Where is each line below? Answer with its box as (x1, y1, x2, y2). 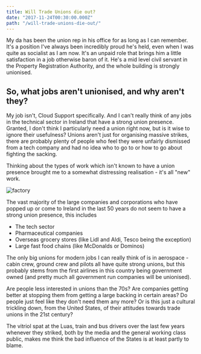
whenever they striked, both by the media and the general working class (6, 329, 186, 336)
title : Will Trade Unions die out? (6, 8, 96, 15)
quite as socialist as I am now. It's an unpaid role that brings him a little (6, 50, 182, 57)
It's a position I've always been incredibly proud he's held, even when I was (6, 43, 194, 50)
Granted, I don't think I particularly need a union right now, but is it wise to (6, 125, 190, 132)
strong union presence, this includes (6, 211, 97, 218)
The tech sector (14, 223, 55, 231)
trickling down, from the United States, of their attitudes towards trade (6, 304, 181, 312)
